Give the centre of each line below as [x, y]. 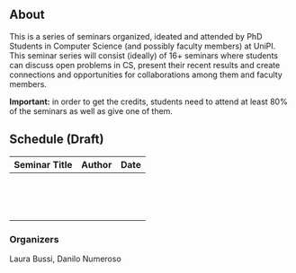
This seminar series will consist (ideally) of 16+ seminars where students [144, 55]
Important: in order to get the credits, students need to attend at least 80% [148, 101]
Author [96, 164]
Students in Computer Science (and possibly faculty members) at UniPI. [143, 46]
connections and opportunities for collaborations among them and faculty [146, 75]
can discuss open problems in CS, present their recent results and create [145, 65]
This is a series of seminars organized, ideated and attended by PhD [136, 36]
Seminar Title [43, 164]
